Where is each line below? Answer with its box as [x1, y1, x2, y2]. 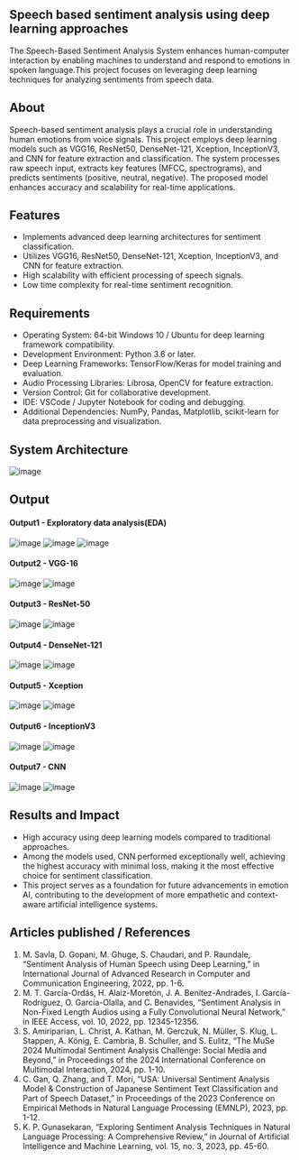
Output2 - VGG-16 [9, 558, 78, 569]
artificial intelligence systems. [48, 898, 159, 909]
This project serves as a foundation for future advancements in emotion [22, 879, 289, 890]
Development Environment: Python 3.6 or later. [22, 349, 196, 360]
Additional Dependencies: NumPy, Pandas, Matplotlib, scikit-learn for [22, 406, 279, 418]
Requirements [9, 306, 90, 321]
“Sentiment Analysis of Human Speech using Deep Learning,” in [22, 958, 260, 969]
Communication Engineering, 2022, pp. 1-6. [22, 978, 185, 989]
